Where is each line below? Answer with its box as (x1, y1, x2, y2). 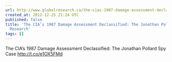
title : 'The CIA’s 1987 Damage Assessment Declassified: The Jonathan (5, 22, 159, 27)
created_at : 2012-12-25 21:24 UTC (5, 12, 79, 17)
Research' (10, 27, 31, 32)
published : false (5, 17, 42, 22)
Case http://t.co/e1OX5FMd (5, 51, 63, 57)
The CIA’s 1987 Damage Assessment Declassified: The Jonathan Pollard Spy (5, 46, 166, 51)
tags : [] (5, 31, 24, 36)
